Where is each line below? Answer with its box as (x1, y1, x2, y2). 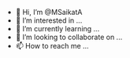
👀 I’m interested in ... (15, 16, 83, 25)
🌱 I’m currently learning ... (15, 24, 100, 33)
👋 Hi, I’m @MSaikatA (15, 8, 83, 16)
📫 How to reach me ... (15, 42, 89, 50)
